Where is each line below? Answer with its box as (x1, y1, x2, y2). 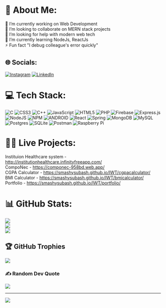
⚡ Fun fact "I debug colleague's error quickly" (5, 42, 98, 48)
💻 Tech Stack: (5, 89, 66, 101)
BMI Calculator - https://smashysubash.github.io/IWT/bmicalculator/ (5, 175, 144, 180)
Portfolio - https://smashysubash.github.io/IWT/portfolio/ (5, 180, 121, 186)
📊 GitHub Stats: (5, 198, 73, 209)
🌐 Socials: (5, 58, 38, 67)
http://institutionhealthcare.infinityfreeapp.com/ (5, 159, 102, 165)
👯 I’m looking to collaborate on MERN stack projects (5, 26, 111, 32)
